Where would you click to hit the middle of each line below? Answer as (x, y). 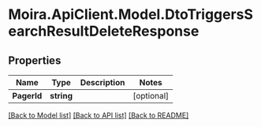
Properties (35, 60)
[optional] (151, 96)
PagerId (27, 96)
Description (103, 82)
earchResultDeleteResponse (104, 31)
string (62, 96)
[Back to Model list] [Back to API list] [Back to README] (99, 115)
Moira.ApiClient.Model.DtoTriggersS (131, 15)
